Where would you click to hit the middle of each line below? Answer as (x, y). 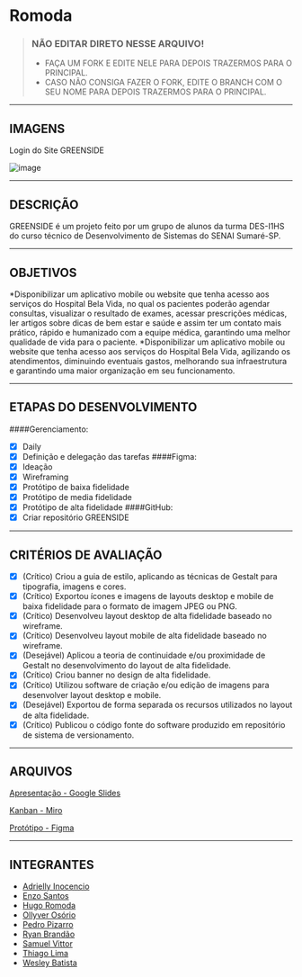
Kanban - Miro (36, 811)
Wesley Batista (50, 963)
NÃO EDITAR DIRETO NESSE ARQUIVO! (118, 44)
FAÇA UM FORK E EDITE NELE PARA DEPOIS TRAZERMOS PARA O (169, 63)
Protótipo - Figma (42, 828)
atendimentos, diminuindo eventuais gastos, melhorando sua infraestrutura (148, 361)
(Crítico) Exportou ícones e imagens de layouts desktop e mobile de (148, 596)
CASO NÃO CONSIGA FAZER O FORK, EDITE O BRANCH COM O (164, 83)
